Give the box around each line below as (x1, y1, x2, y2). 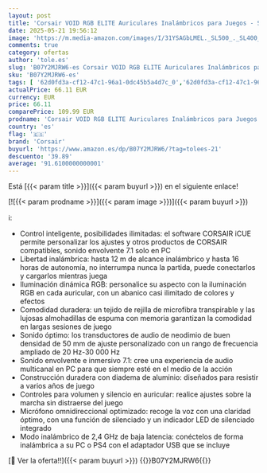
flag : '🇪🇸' (8, 130, 48, 138)
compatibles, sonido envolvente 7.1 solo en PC (19, 246, 171, 256)
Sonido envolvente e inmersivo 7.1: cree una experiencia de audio (19, 356, 234, 365)
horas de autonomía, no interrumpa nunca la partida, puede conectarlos (19, 263, 256, 272)
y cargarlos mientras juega (19, 272, 108, 281)
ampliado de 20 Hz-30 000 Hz (19, 347, 121, 357)
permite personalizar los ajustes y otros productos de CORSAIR (19, 237, 228, 247)
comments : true (8, 41, 59, 49)
